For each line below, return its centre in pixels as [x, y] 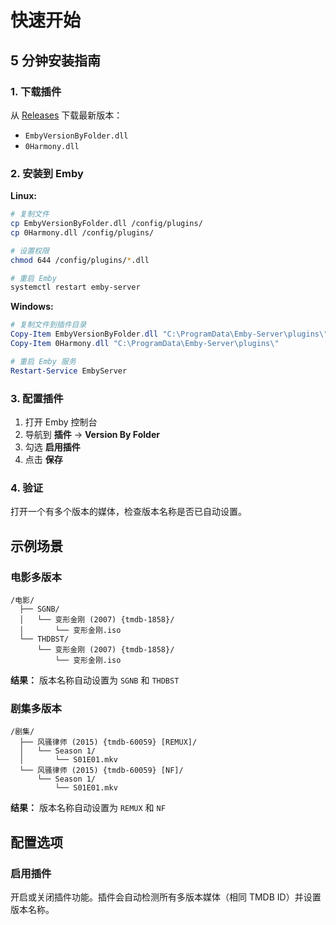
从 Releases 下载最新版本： [66, 115]
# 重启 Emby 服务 [43, 361]
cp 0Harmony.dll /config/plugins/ [82, 232]
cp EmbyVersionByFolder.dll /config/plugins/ [106, 224]
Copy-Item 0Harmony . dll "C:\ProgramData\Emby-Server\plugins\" [145, 344]
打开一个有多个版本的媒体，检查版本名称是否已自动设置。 [128, 512]
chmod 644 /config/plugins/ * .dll [80, 260]
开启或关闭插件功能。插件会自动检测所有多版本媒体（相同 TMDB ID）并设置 [166, 897]
